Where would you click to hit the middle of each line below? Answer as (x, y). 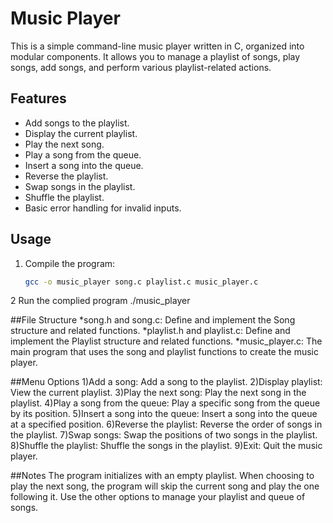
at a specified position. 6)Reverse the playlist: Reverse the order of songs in (166, 424)
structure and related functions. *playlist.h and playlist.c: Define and (150, 331)
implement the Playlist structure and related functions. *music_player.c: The (166, 341)
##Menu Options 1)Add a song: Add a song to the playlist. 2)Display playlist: (166, 382)
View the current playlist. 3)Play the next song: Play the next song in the (158, 393)
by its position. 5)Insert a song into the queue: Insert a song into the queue (164, 414)
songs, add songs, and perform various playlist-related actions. (141, 67)
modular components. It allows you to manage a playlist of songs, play (155, 56)
